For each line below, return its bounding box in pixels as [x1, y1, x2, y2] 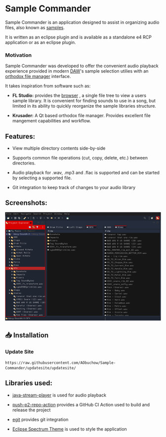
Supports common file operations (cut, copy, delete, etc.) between [12, 155, 148, 161]
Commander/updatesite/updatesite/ [5, 365, 77, 370]
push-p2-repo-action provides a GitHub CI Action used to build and [12, 401, 150, 407]
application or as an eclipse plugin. [5, 39, 76, 45]
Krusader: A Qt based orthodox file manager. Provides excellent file [12, 113, 151, 119]
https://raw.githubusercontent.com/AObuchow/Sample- [5, 360, 116, 365]
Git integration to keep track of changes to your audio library [12, 185, 136, 191]
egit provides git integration [12, 416, 69, 422]
